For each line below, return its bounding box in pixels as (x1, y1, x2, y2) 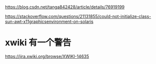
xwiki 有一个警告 (5, 37, 72, 48)
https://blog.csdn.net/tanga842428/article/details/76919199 (5, 4, 125, 10)
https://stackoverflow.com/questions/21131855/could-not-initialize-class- (5, 14, 151, 19)
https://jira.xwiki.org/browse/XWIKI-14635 (5, 53, 90, 59)
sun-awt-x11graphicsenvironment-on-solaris (5, 19, 94, 24)
